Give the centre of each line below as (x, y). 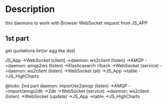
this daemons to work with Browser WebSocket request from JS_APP (76, 23)
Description (30, 9)
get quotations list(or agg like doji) (40, 50)
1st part (17, 39)
